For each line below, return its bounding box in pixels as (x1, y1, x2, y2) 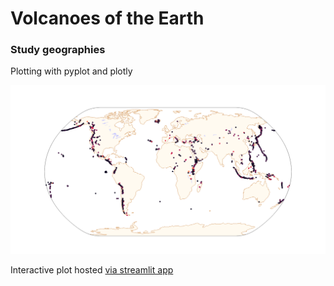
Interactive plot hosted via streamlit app (10, 263, 174, 276)
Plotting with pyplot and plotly (10, 65, 133, 77)
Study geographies (10, 43, 106, 57)
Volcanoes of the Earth (10, 7, 205, 30)
